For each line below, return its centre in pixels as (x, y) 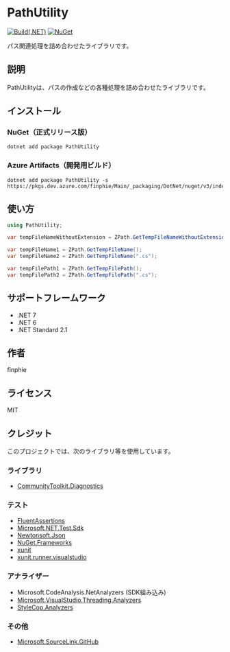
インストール (34, 111)
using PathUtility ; (35, 225)
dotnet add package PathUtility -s (58, 180)
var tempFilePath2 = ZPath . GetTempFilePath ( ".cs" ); (82, 275)
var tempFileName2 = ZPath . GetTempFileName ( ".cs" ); (82, 256)
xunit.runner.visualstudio (52, 557)
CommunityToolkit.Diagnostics (60, 486)
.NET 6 (27, 322)
